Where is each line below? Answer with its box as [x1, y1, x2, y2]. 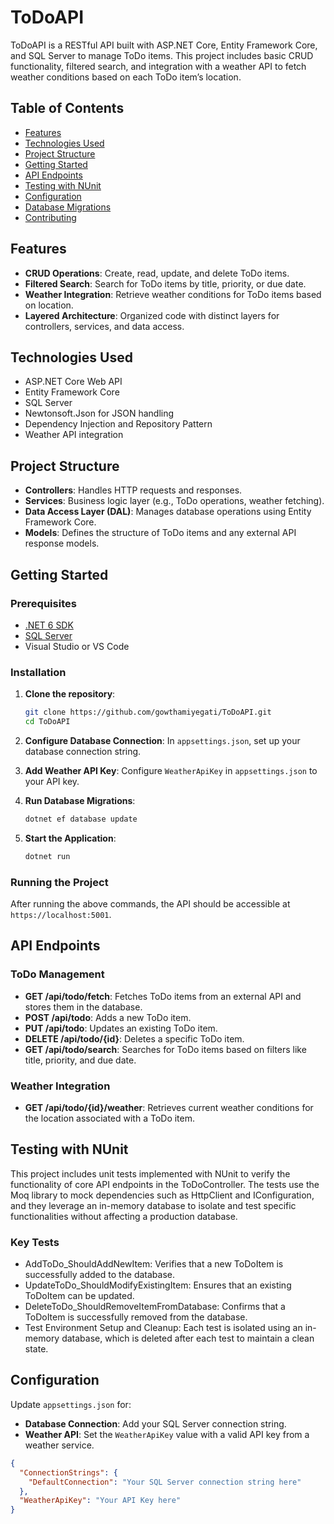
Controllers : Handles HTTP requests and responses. [24, 484, 243, 496]
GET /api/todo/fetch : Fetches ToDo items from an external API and [24, 990, 302, 1002]
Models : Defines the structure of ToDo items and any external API [24, 527, 297, 539]
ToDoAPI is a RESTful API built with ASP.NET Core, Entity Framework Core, [10, 39, 318, 51]
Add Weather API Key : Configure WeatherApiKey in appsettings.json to [24, 764, 318, 776]
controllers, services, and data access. [24, 320, 185, 332]
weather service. [24, 1439, 95, 1451]
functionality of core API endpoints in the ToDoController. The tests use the [10, 1178, 320, 1190]
